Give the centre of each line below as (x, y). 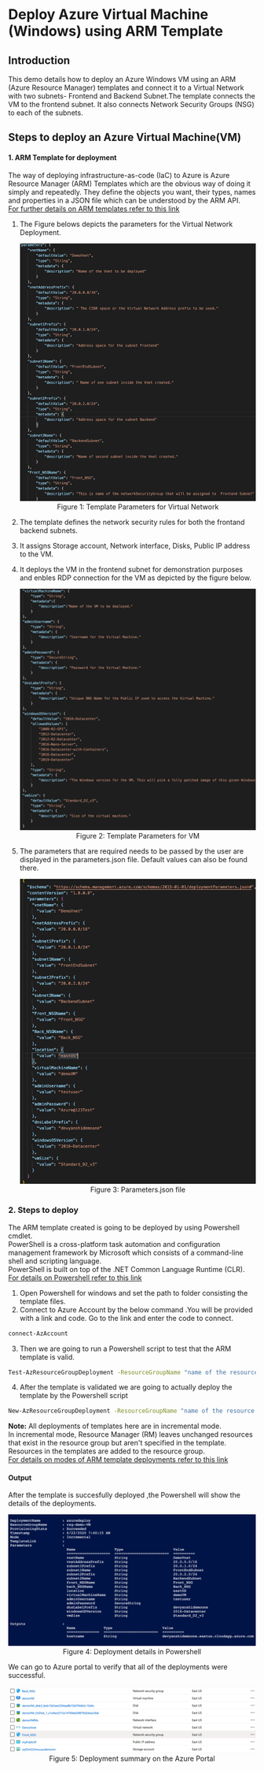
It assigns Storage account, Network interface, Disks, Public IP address (135, 546)
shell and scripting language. (55, 1261)
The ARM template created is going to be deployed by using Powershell (124, 1227)
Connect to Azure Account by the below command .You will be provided (136, 1309)
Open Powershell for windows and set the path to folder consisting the (134, 1293)
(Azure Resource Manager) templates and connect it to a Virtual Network (126, 87)
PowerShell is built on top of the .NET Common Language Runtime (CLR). (126, 1269)
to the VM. (36, 554)
